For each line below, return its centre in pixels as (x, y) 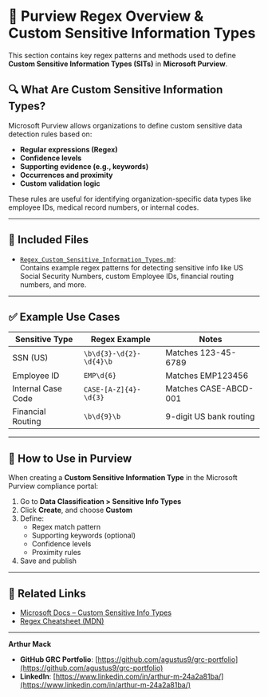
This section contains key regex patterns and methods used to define (122, 55)
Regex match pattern (66, 527)
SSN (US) (30, 358)
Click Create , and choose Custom (76, 510)
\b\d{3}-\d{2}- (112, 354)
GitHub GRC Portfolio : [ (59, 660)
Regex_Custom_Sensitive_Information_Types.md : (98, 259)
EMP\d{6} (100, 376)
